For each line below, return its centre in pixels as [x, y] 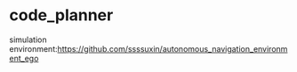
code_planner [61, 15]
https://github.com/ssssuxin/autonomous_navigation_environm [173, 48]
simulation [28, 40]
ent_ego [24, 58]
